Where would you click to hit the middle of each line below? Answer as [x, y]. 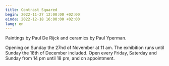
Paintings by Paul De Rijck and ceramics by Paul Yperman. [66, 38]
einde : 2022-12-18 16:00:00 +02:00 [43, 19]
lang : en [14, 24]
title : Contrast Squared [31, 10]
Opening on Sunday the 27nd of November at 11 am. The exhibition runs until [85, 47]
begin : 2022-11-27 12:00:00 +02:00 [43, 14]
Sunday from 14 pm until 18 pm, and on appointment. [60, 58]
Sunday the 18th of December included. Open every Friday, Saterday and [81, 53]
